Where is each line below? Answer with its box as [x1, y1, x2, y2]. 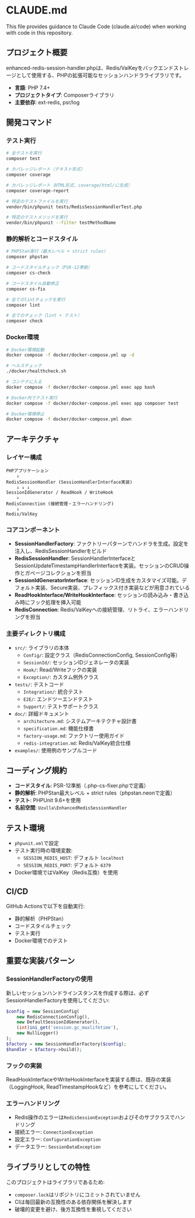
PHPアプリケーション [6, 467, 49, 474]
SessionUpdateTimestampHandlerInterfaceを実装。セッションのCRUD [14, 562, 184, 569]
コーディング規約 [6, 765, 67, 775]
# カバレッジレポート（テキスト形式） [6, 167, 86, 172]
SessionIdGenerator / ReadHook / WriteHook [6, 489, 114, 496]
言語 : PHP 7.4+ [14, 84, 51, 91]
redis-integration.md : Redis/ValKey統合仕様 [23, 739, 131, 747]
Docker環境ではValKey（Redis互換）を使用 [14, 869, 119, 876]
